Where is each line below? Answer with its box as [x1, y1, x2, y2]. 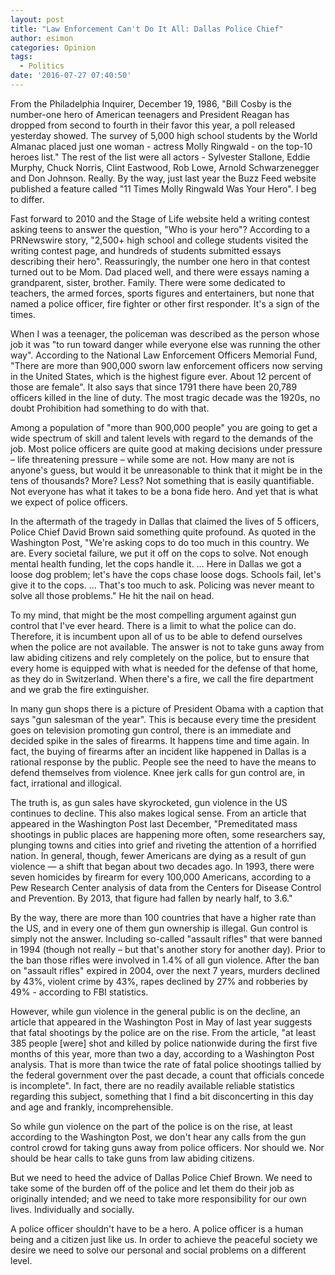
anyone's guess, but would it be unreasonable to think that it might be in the [10, 464, 323, 476]
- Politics [19, 61, 65, 71]
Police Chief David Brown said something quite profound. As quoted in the [10, 526, 317, 538]
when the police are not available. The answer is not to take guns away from [10, 641, 325, 653]
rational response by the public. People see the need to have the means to [10, 756, 317, 768]
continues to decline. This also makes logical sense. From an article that [10, 807, 307, 819]
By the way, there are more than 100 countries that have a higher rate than [10, 911, 317, 923]
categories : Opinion [10, 42, 97, 53]
